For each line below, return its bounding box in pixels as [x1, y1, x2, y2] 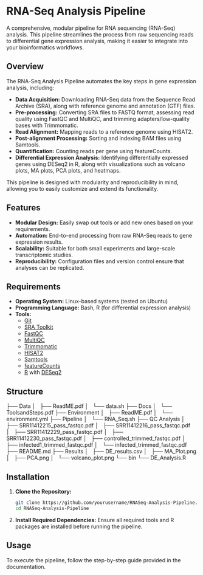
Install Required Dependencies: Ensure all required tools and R [15, 516, 174, 523]
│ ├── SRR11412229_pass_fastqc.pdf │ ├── [6, 429, 123, 436]
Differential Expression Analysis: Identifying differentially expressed [15, 154, 188, 161]
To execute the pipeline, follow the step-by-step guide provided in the [6, 556, 181, 563]
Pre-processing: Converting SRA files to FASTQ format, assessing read [15, 108, 194, 116]
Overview [6, 61, 44, 72]
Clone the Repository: [15, 488, 72, 495]
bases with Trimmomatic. [15, 122, 78, 129]
